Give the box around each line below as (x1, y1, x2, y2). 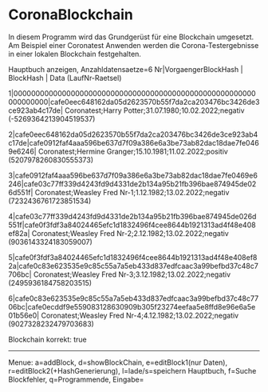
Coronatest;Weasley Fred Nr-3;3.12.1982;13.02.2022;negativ (33, 270, 231, 279)
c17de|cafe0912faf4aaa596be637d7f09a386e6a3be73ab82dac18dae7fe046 (8, 138, 259, 147)
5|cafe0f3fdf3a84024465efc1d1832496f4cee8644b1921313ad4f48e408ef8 (8, 252, 258, 262)
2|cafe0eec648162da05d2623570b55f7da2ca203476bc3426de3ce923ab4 (8, 130, 258, 139)
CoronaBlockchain (8, 6, 134, 24)
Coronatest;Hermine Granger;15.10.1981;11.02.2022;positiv (38, 146, 229, 156)
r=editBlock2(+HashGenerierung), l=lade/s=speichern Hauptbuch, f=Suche (8, 366, 257, 375)
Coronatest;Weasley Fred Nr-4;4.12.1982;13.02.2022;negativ (41, 310, 239, 320)
